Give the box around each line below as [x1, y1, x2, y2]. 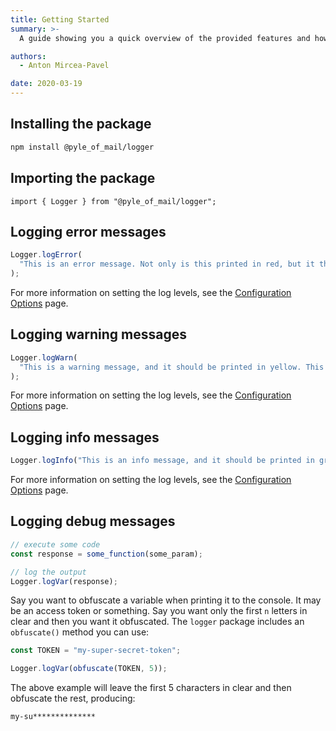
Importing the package [10, 170, 156, 187]
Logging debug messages [10, 513, 176, 530]
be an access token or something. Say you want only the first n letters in [10, 605, 308, 617]
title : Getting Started [10, 14, 110, 25]
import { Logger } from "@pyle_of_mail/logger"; [10, 196, 217, 206]
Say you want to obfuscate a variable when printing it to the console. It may [10, 594, 322, 606]
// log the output [10, 567, 87, 577]
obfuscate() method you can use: [10, 626, 150, 638]
